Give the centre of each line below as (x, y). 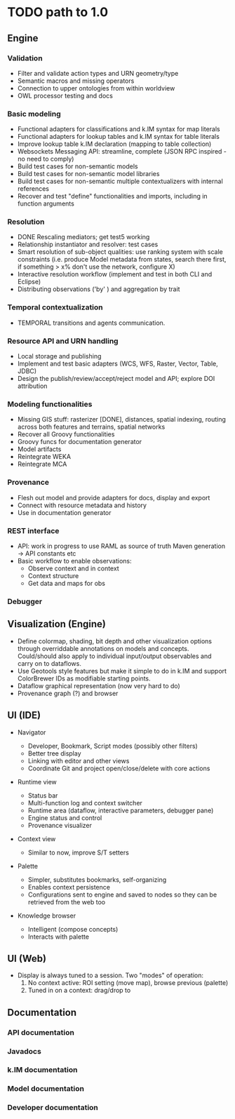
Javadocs (25, 1051)
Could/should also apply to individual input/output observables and (114, 656)
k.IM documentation (42, 1070)
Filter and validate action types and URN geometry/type (98, 73)
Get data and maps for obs (66, 583)
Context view (36, 838)
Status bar (43, 795)
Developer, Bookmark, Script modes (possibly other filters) (113, 746)
